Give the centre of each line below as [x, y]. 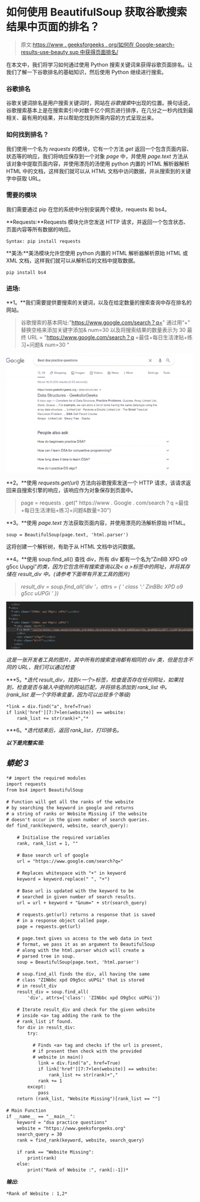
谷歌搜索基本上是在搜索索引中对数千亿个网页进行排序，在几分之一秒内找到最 [100, 110]
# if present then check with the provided [87, 1051]
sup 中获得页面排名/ [94, 52]
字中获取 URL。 [25, 178]
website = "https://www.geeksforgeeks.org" [72, 1128]
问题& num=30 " [50, 345]
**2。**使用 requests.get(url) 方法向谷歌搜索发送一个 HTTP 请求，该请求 [96, 483]
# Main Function [26, 1111]
